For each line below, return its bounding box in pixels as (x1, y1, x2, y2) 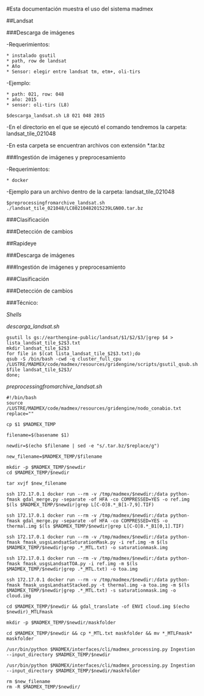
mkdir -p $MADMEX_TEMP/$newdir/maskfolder (6, 619, 116, 626)
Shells (6, 311, 22, 318)
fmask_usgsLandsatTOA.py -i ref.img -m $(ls (22, 561, 138, 567)
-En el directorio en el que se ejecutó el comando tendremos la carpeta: (6, 124, 188, 130)
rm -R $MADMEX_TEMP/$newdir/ (6, 684, 81, 690)
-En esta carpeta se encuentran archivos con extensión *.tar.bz (6, 142, 165, 149)
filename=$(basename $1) (6, 432, 70, 438)
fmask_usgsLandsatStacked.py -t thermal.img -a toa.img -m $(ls (22, 582, 190, 588)
